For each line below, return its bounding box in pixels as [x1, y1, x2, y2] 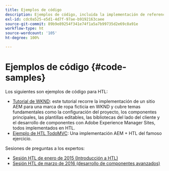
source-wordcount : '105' [5, 31, 57, 36]
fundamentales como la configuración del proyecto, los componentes [12, 109, 157, 115]
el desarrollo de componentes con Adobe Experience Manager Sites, [12, 119, 156, 125]
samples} [5, 72, 46, 83]
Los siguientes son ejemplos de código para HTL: [5, 88, 108, 94]
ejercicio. [12, 135, 32, 141]
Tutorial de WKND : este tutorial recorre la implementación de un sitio [12, 98, 155, 104]
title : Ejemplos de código [5, 7, 62, 13]
